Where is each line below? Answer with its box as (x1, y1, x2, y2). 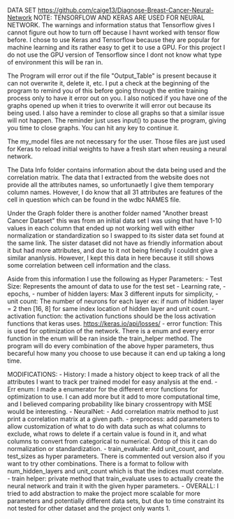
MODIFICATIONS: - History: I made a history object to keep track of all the (7, 371, 220, 378)
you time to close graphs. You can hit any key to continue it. (7, 124, 180, 132)
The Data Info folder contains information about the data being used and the (7, 166, 227, 174)
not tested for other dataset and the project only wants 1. (7, 504, 170, 512)
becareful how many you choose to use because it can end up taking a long (7, 350, 226, 357)
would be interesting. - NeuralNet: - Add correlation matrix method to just (7, 408, 219, 415)
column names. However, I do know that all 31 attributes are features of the (7, 188, 223, 196)
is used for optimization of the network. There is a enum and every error (7, 327, 215, 335)
